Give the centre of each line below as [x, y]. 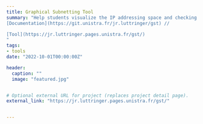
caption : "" [27, 74]
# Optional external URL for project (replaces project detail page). [98, 95]
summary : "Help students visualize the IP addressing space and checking [102, 18]
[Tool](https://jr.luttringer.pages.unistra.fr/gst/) [76, 34]
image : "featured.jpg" [40, 79]
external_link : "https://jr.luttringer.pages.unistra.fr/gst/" [88, 101]
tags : [13, 46]
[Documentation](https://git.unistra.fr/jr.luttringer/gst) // [88, 23]
